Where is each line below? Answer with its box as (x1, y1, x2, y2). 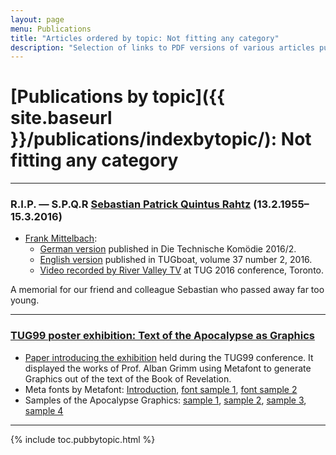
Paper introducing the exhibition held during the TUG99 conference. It (24, 351, 314, 363)
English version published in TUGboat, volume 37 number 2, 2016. (39, 254, 313, 266)
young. (10, 294, 40, 306)
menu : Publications (10, 24, 92, 34)
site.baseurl (10, 107, 113, 130)
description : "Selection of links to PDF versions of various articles (10, 42, 315, 53)
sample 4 (24, 404, 64, 416)
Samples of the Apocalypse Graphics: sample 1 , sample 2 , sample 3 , (24, 394, 307, 406)
